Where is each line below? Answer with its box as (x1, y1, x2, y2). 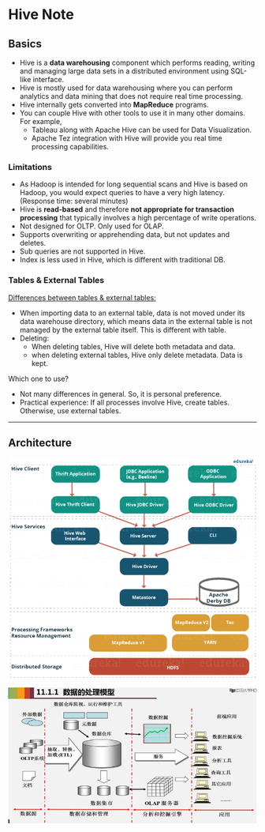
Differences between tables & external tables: (8, 292, 156, 302)
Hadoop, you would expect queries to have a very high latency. (19, 188, 225, 198)
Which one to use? (8, 374, 69, 383)
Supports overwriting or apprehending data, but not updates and (19, 230, 230, 239)
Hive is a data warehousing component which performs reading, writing (19, 58, 255, 67)
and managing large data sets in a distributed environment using (19, 66, 230, 76)
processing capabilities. (31, 142, 109, 151)
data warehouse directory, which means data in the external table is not (19, 316, 253, 326)
